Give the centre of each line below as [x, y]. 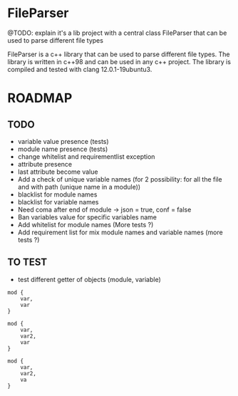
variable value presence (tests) [63, 141]
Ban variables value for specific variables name [87, 217]
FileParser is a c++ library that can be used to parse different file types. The [119, 54]
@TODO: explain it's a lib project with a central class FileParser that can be [117, 33]
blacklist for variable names [58, 202]
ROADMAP [40, 98]
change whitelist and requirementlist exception [86, 156]
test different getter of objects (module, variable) [89, 279]
